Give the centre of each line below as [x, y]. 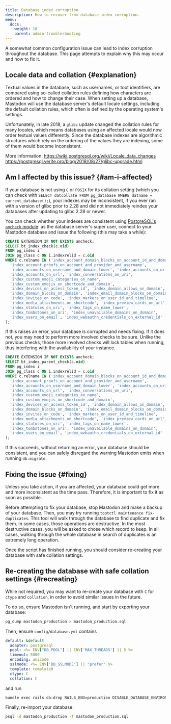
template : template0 [32, 669]
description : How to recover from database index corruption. [73, 15]
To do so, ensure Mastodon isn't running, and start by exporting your [78, 607]
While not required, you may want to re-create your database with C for [80, 591]
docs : [16, 24]
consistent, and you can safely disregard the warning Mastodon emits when [85, 453]
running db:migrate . [26, 458]
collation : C [24, 679]
